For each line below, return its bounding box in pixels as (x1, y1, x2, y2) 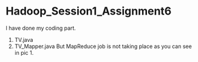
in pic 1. (14, 49, 34, 56)
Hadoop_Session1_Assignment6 (5, 4, 172, 18)
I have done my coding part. (5, 24, 77, 32)
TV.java (14, 36, 33, 43)
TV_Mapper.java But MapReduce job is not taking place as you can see (14, 43, 192, 50)
